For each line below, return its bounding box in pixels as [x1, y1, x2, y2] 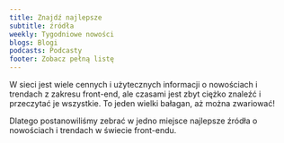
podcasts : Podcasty [9, 46, 83, 55]
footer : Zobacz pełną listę [9, 55, 115, 63]
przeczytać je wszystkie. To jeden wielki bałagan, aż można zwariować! [9, 98, 276, 108]
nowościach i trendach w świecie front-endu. [9, 125, 177, 135]
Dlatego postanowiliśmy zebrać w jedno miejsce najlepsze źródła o [9, 115, 258, 126]
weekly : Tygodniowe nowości [9, 29, 115, 38]
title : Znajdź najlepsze [9, 13, 102, 22]
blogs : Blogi [9, 38, 58, 47]
